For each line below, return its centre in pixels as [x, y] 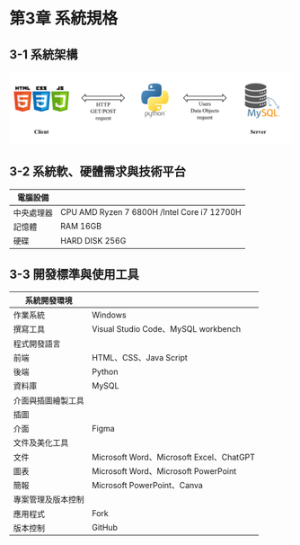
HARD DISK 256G [93, 240]
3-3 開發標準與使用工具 [74, 274]
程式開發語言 [37, 344]
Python [105, 371]
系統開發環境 [49, 300]
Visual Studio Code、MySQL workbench [167, 329]
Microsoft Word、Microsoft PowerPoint [164, 471]
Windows [110, 315]
